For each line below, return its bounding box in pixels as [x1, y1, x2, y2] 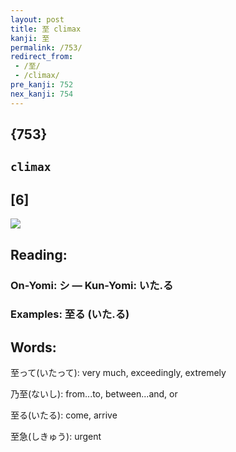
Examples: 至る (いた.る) [10, 307, 130, 321]
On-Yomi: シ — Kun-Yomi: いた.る [10, 278, 174, 292]
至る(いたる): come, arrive [10, 409, 118, 421]
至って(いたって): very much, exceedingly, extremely [10, 367, 227, 379]
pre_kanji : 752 [10, 80, 74, 90]
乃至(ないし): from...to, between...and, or [10, 388, 178, 400]
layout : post [10, 14, 65, 25]
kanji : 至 [10, 33, 50, 43]
